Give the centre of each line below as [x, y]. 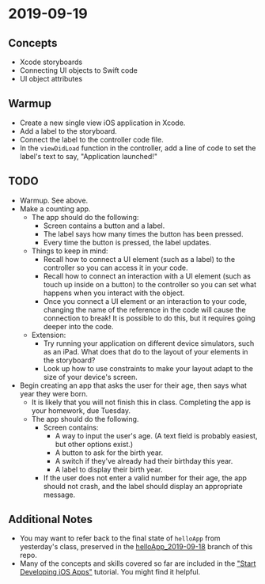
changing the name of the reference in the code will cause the [145, 309]
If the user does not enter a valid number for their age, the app [145, 478]
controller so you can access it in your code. [115, 267]
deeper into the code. [78, 326]
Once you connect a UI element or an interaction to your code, [145, 301]
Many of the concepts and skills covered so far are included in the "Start [138, 563]
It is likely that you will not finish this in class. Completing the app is [141, 402]
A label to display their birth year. [109, 469]
